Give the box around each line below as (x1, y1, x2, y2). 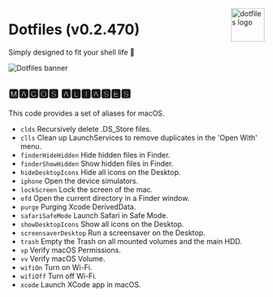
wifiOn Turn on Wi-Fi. (19, 262, 93, 272)
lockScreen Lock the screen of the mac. (19, 184, 153, 194)
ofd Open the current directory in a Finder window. (19, 193, 190, 203)
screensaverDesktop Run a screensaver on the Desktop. (19, 228, 206, 238)
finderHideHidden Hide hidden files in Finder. (19, 150, 171, 159)
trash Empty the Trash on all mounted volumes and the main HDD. (19, 236, 242, 246)
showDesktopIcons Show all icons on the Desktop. (19, 219, 184, 229)
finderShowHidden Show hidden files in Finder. (19, 159, 174, 168)
